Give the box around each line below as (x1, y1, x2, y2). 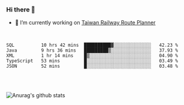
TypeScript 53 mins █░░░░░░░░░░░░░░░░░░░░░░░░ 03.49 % (6, 58, 179, 64)
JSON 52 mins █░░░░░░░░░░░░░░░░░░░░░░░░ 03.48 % (6, 63, 179, 70)
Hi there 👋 (6, 5, 36, 14)
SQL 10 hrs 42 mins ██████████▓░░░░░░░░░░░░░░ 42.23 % (6, 42, 179, 49)
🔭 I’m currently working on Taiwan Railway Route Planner (14, 19, 156, 26)
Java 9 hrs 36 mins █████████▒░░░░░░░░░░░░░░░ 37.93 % (6, 47, 179, 53)
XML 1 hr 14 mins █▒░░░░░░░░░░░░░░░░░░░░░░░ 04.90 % (6, 53, 179, 59)
